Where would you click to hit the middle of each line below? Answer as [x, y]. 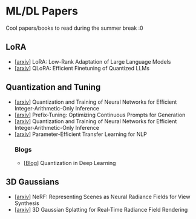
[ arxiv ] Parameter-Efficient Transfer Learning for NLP [81, 134]
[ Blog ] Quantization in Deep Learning [70, 163]
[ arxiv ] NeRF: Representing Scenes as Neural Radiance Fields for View [102, 197]
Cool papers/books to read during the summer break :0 [74, 28]
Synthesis [27, 203]
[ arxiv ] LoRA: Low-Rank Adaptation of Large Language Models [93, 61]
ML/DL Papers [42, 11]
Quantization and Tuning [53, 87]
